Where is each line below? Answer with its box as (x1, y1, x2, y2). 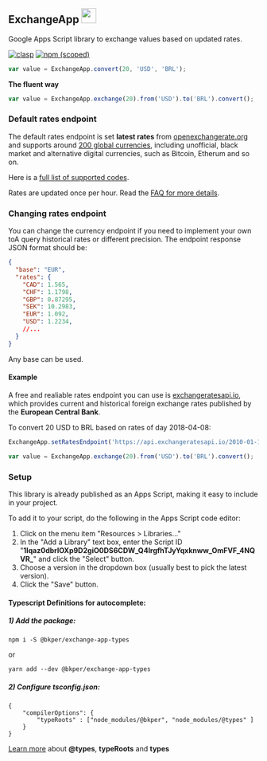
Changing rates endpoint (8, 208, 106, 219)
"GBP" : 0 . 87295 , (22, 296, 77, 304)
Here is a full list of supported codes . (8, 172, 130, 182)
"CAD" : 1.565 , (22, 280, 69, 288)
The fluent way (8, 79, 60, 88)
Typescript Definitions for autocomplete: (8, 598, 146, 607)
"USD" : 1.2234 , (22, 318, 73, 326)
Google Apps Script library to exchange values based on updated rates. (8, 33, 242, 44)
